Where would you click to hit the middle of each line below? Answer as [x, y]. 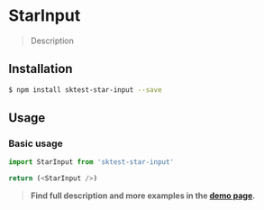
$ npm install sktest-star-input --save [86, 90]
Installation [41, 69]
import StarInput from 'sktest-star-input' [91, 162]
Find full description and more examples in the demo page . [143, 196]
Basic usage [36, 143]
